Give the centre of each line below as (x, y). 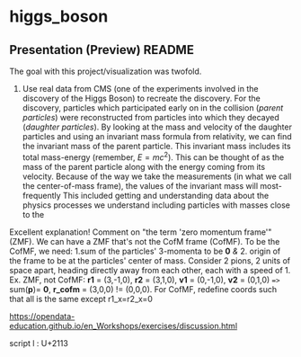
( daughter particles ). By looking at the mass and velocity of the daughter (157, 127)
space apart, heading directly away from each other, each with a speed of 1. (150, 270)
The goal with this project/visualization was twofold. (106, 71)
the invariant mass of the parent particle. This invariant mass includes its (156, 146)
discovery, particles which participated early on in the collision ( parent (153, 108)
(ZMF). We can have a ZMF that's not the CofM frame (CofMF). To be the (145, 241)
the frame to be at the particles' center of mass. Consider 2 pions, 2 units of (150, 260)
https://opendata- (42, 316)
